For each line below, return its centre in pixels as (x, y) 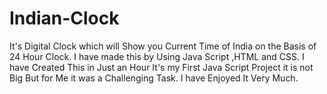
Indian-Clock (64, 18)
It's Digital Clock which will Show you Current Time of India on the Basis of (163, 46)
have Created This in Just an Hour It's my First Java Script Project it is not (161, 67)
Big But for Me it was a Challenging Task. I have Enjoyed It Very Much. (154, 78)
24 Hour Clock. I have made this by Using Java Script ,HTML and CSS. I (157, 56)
